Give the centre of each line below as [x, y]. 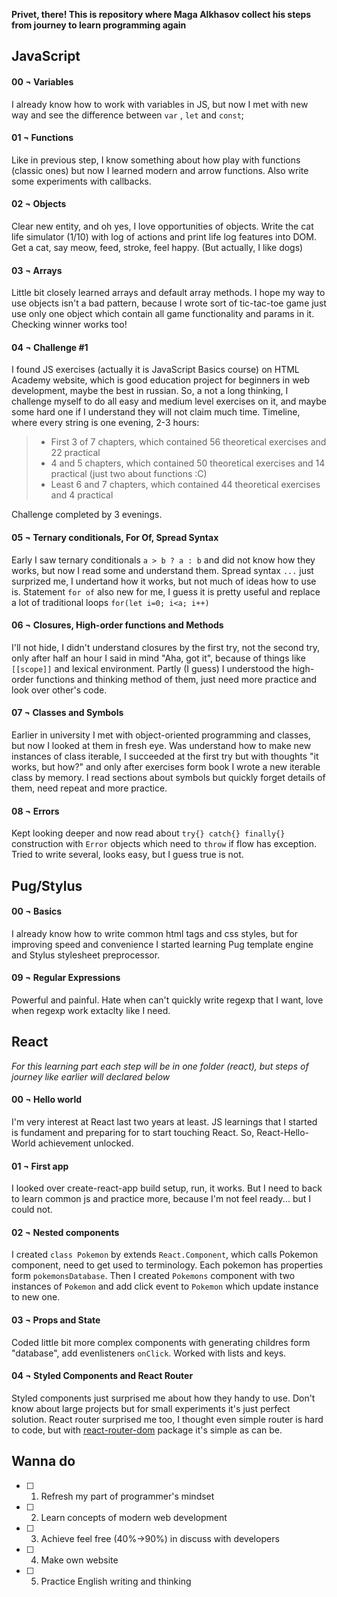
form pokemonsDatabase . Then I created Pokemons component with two [153, 1276]
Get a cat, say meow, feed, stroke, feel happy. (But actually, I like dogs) [157, 247]
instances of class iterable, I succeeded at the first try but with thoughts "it [165, 756]
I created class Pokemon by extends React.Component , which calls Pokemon [165, 1255]
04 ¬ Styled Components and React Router [102, 1376]
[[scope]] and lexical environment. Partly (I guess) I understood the [151, 668]
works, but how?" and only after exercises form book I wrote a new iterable [166, 767]
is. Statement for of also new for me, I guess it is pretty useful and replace [166, 591]
